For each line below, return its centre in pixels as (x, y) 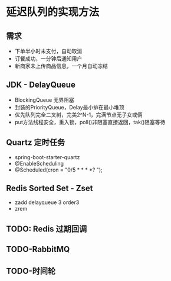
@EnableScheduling (39, 163)
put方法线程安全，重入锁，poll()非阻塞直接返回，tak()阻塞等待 (90, 122)
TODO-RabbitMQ (38, 249)
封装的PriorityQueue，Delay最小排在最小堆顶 (70, 107)
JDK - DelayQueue (41, 85)
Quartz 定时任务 (36, 143)
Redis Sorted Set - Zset (50, 188)
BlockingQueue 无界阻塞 (45, 100)
